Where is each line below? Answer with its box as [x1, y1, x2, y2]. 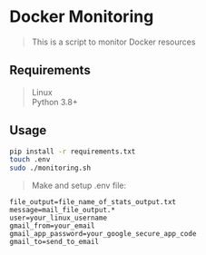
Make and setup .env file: [31, 180, 127, 191]
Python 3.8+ [31, 96, 79, 107]
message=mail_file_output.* [9, 206, 116, 215]
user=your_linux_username [9, 213, 107, 223]
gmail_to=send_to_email [9, 238, 100, 247]
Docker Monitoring [9, 6, 154, 27]
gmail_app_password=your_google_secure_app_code [9, 230, 197, 239]
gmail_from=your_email [9, 221, 95, 230]
